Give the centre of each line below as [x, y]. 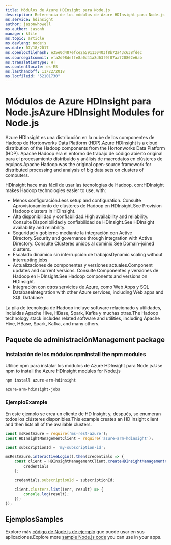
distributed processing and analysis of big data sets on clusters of [75, 170]
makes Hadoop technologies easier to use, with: [56, 190]
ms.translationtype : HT [31, 62]
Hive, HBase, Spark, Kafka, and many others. [52, 323]
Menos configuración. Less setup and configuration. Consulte [77, 200]
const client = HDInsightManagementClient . [61, 461]
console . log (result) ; [47, 494]
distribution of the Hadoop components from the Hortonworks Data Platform [85, 148]
